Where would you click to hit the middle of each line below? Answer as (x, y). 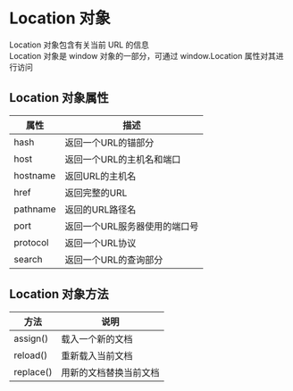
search (28, 259)
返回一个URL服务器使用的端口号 (132, 226)
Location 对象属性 (59, 98)
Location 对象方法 (59, 294)
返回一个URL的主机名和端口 (123, 159)
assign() (31, 338)
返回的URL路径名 (100, 209)
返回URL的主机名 (100, 176)
